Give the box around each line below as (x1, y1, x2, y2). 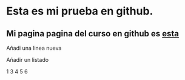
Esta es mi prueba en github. (6, 4, 153, 18)
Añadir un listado (6, 56, 49, 63)
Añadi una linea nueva (6, 44, 62, 52)
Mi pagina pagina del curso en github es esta (6, 28, 180, 39)
